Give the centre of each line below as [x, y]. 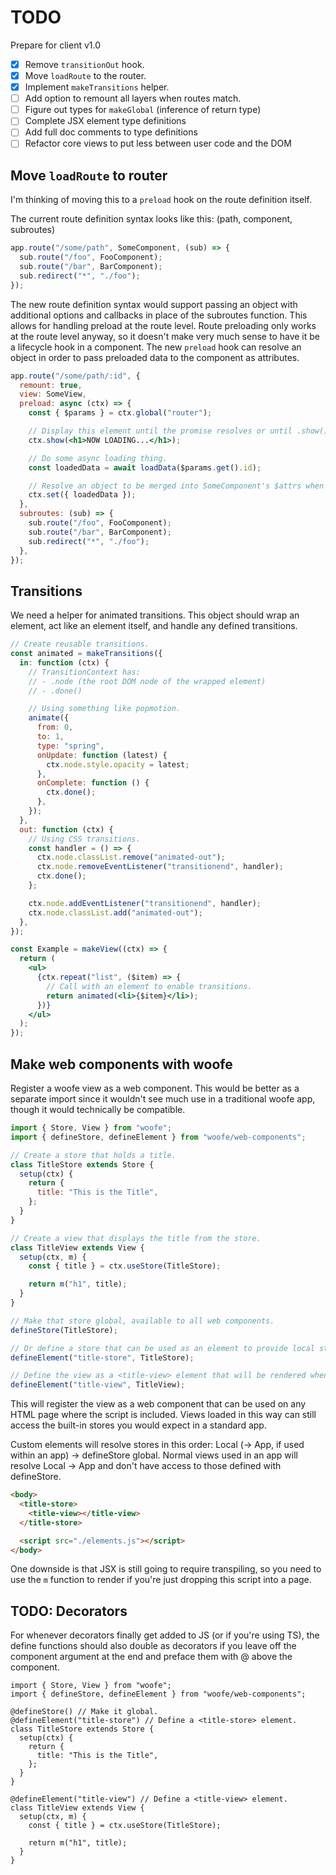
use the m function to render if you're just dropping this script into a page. [161, 1580]
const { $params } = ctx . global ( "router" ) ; [120, 413]
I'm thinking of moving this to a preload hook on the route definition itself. [161, 200]
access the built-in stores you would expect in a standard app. [138, 1425]
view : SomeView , [53, 394]
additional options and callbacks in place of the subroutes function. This [159, 315]
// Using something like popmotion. [105, 709]
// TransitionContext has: [84, 672]
